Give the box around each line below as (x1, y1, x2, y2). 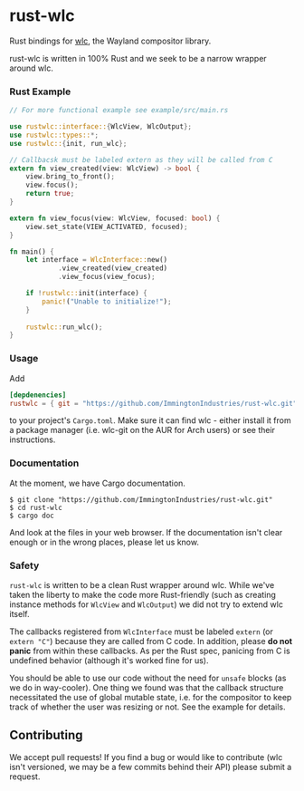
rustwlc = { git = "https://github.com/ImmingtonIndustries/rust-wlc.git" (9, 399, 298, 408)
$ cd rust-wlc (9, 503, 63, 512)
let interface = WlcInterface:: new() (25, 256, 168, 265)
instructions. (9, 434, 56, 445)
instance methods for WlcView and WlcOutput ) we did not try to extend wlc (9, 599, 283, 610)
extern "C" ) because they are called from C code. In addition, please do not (9, 636, 292, 646)
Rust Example (9, 85, 71, 98)
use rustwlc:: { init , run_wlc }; (9, 139, 128, 148)
